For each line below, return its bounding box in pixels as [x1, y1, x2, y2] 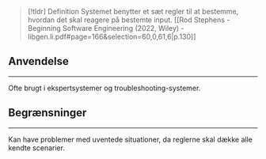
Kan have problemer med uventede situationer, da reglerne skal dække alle [8, 134, 253, 144]
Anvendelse [8, 55, 69, 68]
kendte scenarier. [8, 142, 66, 153]
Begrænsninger [8, 106, 87, 119]
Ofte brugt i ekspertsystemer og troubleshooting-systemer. [8, 83, 201, 93]
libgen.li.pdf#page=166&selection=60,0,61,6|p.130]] [27, 32, 196, 41]
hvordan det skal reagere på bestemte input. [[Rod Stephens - [27, 15, 230, 25]
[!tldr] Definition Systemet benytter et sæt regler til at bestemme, [27, 7, 239, 16]
